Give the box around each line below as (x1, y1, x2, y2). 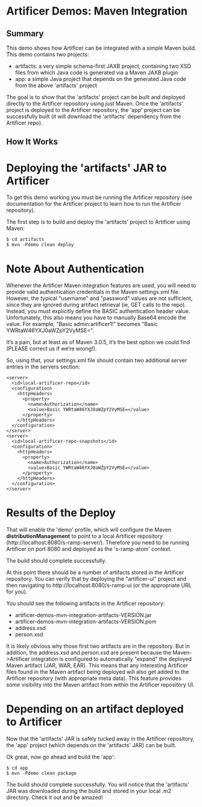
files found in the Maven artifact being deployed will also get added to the (6, 668, 189, 676)
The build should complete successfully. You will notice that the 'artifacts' (6, 781, 190, 788)
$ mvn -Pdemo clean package (6, 770, 77, 777)
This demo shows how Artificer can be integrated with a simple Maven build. (6, 44, 197, 51)
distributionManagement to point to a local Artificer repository (6, 532, 163, 540)
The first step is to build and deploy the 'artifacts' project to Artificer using (6, 218, 191, 226)
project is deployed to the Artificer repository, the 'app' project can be (6, 106, 180, 113)
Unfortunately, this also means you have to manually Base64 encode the (6, 314, 186, 321)
